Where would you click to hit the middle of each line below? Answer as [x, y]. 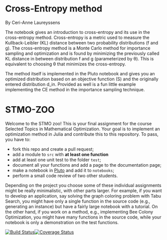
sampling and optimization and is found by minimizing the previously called [82, 53]
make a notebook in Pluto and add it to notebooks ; [63, 170]
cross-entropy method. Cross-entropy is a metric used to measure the [77, 37]
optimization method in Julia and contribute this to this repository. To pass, [82, 134]
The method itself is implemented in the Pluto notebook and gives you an [80, 73]
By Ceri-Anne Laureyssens [33, 22]
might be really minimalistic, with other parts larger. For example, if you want [83, 191]
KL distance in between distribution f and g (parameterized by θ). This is [80, 58]
